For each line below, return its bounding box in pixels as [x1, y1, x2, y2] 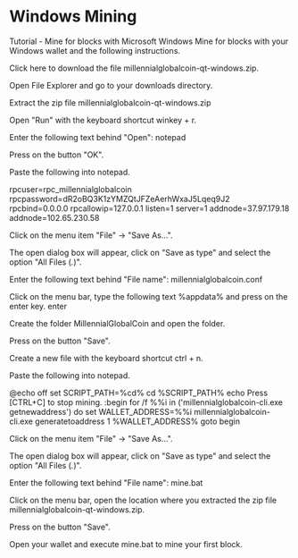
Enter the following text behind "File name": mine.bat [9, 477, 203, 488]
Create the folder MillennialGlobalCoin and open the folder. [9, 317, 226, 328]
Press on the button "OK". [9, 149, 104, 160]
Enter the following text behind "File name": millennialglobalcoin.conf [9, 274, 263, 284]
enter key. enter [9, 300, 68, 311]
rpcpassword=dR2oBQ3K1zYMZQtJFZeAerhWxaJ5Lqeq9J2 [9, 193, 230, 204]
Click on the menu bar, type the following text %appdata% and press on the [9, 291, 288, 301]
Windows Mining [9, 6, 137, 27]
